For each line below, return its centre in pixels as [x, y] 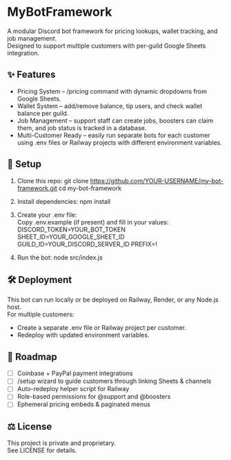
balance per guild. [43, 113]
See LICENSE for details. [42, 450]
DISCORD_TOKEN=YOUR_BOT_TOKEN [71, 229]
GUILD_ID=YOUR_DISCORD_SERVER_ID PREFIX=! [87, 244]
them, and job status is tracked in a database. [82, 127]
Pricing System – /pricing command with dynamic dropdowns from [112, 91]
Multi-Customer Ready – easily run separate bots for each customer [113, 135]
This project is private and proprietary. [61, 443]
